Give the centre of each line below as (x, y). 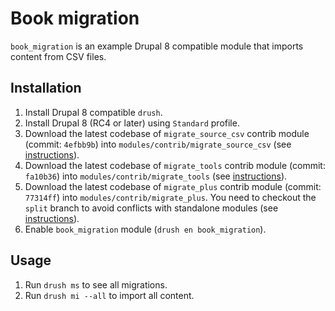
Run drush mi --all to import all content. (109, 295)
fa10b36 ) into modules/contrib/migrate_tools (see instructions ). (156, 176)
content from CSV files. (58, 56)
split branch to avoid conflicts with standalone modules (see (151, 208)
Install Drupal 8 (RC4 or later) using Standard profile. (132, 123)
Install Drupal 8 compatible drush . (93, 112)
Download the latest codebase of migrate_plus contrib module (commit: (173, 186)
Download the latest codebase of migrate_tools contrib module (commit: (175, 165)
